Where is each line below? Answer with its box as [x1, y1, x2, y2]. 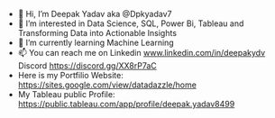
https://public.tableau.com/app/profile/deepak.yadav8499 [17, 99, 235, 109]
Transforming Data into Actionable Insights [17, 28, 178, 38]
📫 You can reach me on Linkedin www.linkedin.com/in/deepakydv [17, 48, 266, 58]
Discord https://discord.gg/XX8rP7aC [17, 60, 158, 71]
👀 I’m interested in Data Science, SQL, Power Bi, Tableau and [17, 18, 244, 29]
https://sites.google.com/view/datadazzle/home [17, 79, 197, 90]
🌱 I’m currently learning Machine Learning [17, 37, 174, 48]
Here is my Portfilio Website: [17, 70, 124, 80]
